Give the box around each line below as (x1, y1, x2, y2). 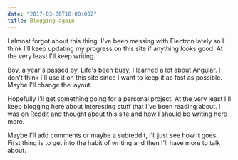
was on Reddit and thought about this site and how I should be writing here (7, 110, 228, 118)
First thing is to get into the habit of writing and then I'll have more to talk (7, 138, 221, 146)
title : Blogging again (7, 17, 75, 24)
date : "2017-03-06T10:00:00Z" (7, 10, 98, 18)
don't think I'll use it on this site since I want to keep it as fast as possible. (7, 73, 223, 82)
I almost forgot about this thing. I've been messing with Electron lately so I (7, 36, 224, 45)
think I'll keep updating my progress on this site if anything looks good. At (7, 44, 223, 53)
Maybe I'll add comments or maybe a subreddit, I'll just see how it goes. (7, 131, 219, 139)
